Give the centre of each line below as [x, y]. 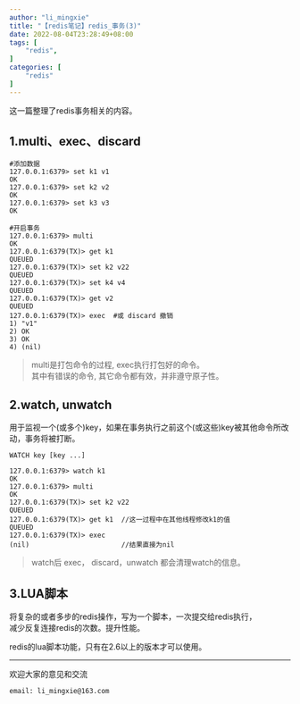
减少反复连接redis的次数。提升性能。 [77, 628]
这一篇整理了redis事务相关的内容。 [73, 110]
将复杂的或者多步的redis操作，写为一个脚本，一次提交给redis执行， [133, 616]
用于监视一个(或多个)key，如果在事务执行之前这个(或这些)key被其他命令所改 [149, 427]
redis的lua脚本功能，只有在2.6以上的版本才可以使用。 [108, 647]
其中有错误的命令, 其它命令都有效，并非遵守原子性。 [127, 376]
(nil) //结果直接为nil [92, 545]
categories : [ [36, 68]
